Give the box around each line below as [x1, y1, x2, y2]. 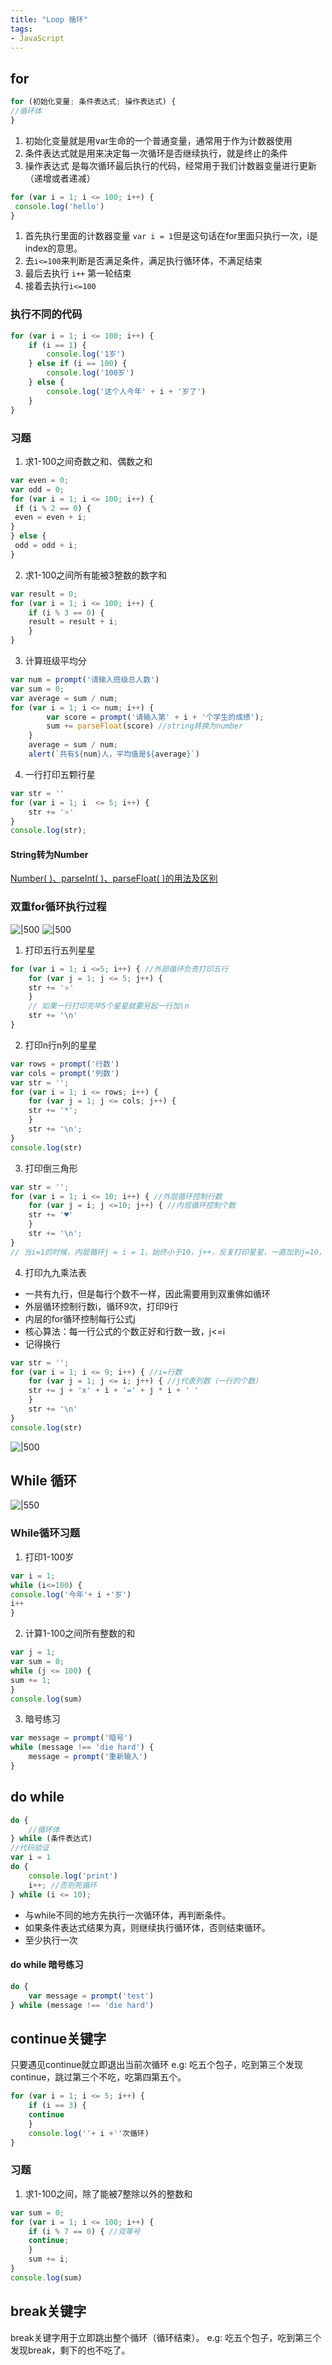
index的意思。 [24, 242, 83, 255]
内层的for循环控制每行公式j [24, 1312, 136, 1325]
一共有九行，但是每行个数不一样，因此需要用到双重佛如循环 [24, 1287, 271, 1300]
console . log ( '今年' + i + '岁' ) [10, 1589, 132, 1600]
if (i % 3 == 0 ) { [28, 607, 105, 618]
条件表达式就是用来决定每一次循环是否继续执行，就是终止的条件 [24, 147, 288, 159]
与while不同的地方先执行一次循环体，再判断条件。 [24, 1909, 232, 1921]
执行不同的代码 [10, 307, 83, 321]
